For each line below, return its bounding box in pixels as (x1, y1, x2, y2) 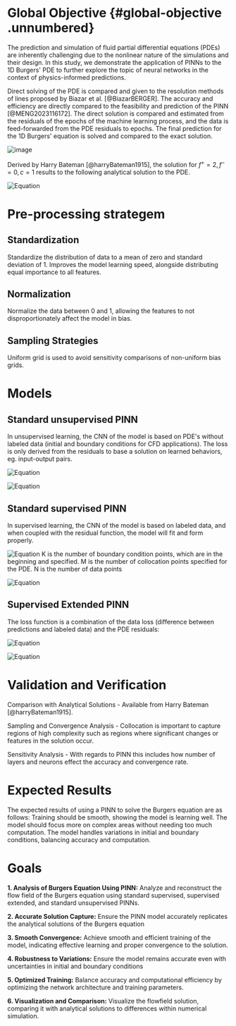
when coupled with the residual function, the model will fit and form (7, 529, 204, 537)
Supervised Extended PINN (7, 599, 129, 611)
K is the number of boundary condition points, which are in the (41, 550, 223, 558)
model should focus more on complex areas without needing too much (7, 820, 213, 829)
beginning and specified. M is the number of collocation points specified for (7, 557, 228, 566)
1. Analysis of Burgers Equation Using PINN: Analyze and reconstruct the (7, 883, 222, 892)
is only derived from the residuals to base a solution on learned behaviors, (7, 447, 223, 456)
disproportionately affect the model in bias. (7, 314, 132, 323)
